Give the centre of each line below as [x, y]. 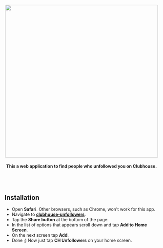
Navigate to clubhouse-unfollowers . [49, 214]
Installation [22, 197]
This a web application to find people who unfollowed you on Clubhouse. [81, 166]
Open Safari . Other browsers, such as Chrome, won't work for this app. [83, 209]
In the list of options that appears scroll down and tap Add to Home [79, 225]
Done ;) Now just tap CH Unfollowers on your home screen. [72, 240]
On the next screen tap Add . [40, 235]
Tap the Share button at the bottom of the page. [60, 220]
